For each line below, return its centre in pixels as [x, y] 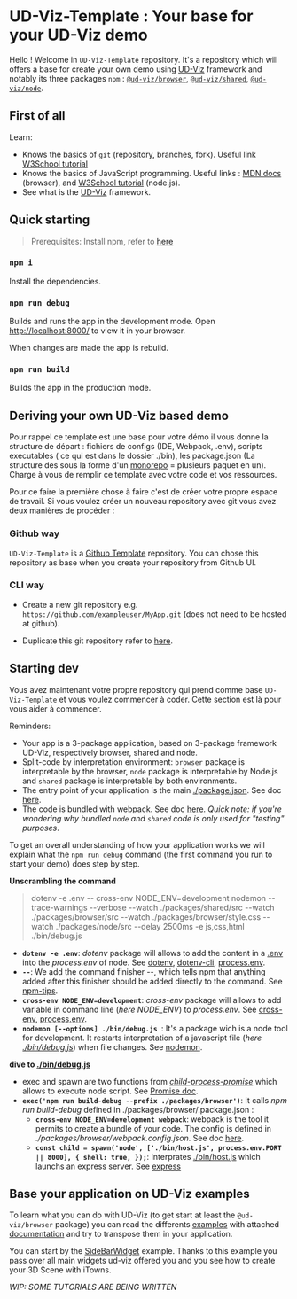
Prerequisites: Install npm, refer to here [102, 241]
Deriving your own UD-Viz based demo [119, 415]
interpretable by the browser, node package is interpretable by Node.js [150, 771]
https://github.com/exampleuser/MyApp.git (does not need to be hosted [154, 614]
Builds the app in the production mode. [80, 388]
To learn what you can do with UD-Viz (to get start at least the [122, 1215]
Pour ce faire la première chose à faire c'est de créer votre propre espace [144, 492]
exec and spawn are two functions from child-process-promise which [149, 1081]
